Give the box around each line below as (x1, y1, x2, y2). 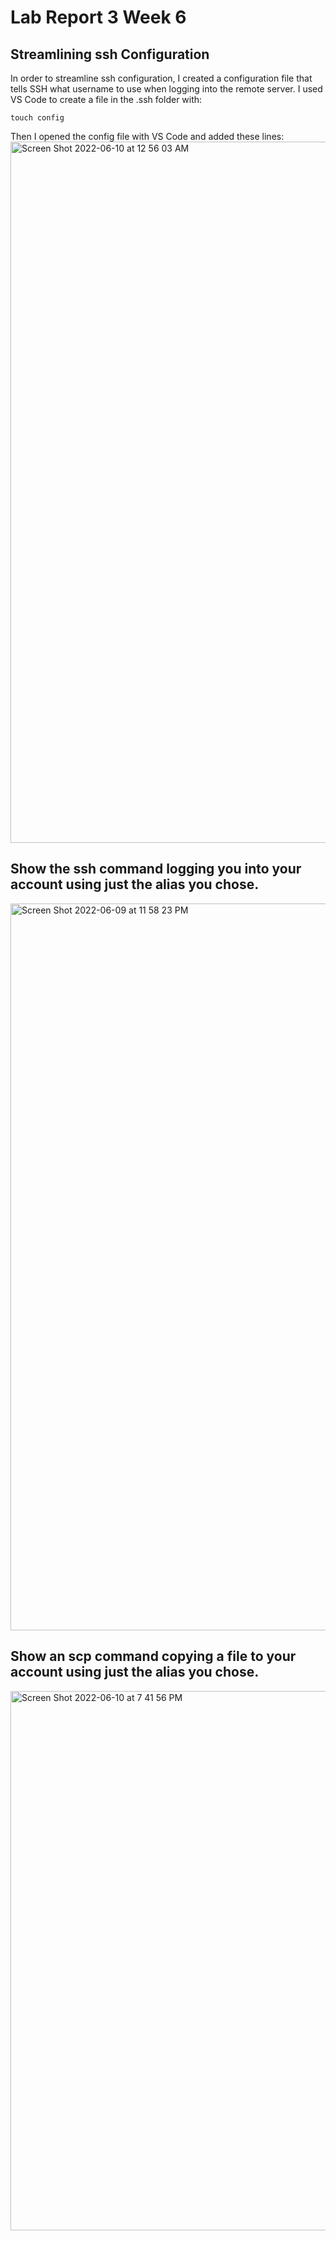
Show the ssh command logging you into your (10, 861, 302, 878)
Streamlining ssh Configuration (10, 46, 210, 63)
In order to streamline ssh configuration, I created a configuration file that (10, 72, 313, 84)
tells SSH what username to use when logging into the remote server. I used (10, 83, 323, 95)
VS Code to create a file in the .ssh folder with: (10, 94, 203, 105)
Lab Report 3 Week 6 (10, 6, 187, 29)
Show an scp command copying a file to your (10, 1648, 297, 1665)
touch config (10, 113, 65, 123)
